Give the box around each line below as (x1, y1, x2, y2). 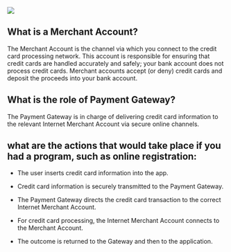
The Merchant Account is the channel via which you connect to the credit (7, 44, 217, 53)
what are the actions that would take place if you (7, 140, 221, 152)
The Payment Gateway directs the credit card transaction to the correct (17, 196, 221, 204)
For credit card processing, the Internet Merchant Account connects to (17, 217, 220, 225)
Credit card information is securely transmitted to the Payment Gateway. (17, 182, 224, 190)
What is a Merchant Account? (7, 26, 139, 38)
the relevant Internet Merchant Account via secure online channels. (7, 120, 200, 128)
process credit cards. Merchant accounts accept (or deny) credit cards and (7, 66, 223, 75)
